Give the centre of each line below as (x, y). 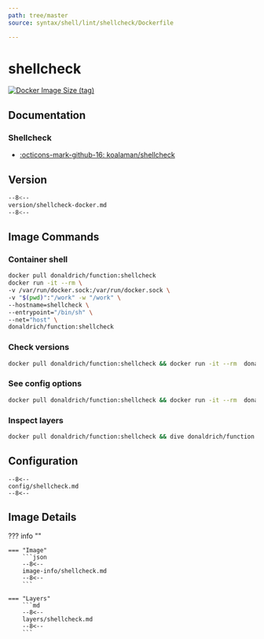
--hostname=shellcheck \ (49, 305)
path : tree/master (38, 15)
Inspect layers (36, 420)
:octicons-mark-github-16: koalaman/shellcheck (97, 155)
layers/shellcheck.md (57, 619)
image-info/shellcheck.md (65, 571)
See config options (45, 384)
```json (35, 557)
